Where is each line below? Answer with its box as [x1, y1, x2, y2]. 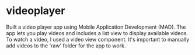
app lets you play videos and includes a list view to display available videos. [6, 29, 189, 36]
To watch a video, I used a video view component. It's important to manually [6, 36, 190, 43]
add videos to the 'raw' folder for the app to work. [6, 42, 126, 49]
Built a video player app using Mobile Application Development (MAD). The [6, 23, 186, 30]
